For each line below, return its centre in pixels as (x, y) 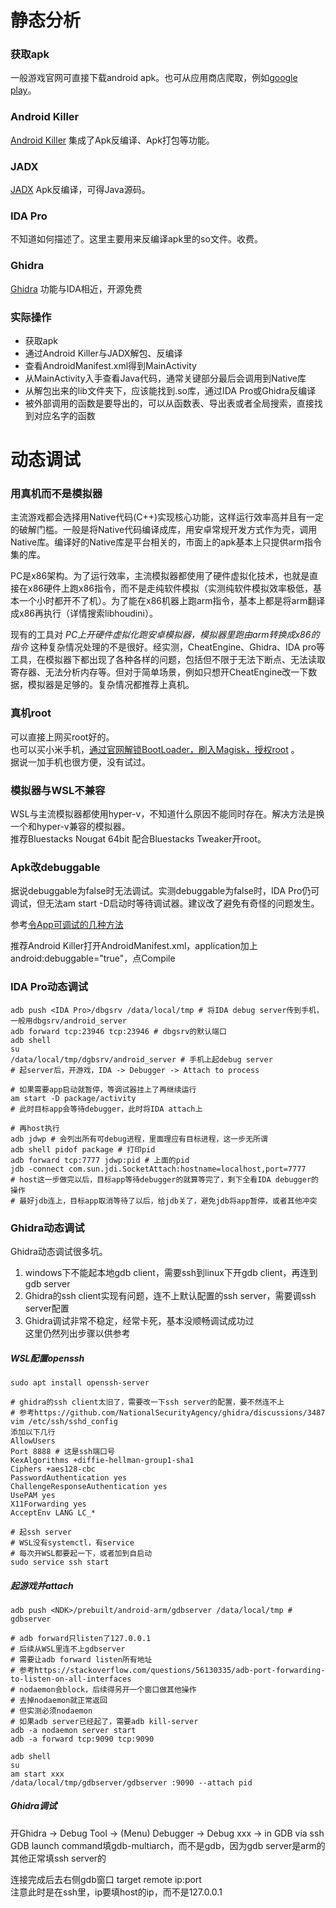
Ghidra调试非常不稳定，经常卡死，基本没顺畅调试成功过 (139, 1320)
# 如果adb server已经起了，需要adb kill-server (104, 1721)
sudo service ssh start (60, 1562)
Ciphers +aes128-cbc (53, 1469)
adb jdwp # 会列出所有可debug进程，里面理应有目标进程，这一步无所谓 (139, 1139)
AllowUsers (33, 1441)
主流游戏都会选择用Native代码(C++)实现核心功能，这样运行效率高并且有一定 (167, 517)
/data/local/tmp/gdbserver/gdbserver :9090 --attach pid (131, 1782)
